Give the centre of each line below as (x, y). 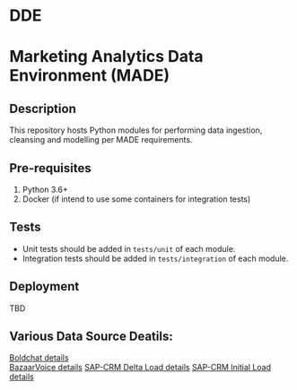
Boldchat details (39, 358)
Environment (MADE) (90, 76)
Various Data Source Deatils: (91, 337)
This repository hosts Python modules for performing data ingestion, (136, 130)
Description (43, 108)
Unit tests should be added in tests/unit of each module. (129, 248)
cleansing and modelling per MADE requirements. (101, 140)
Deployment (44, 286)
